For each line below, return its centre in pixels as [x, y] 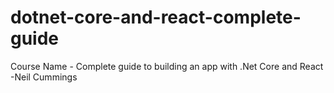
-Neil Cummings [44, 77]
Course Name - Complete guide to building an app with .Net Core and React [167, 66]
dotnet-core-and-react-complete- [156, 17]
